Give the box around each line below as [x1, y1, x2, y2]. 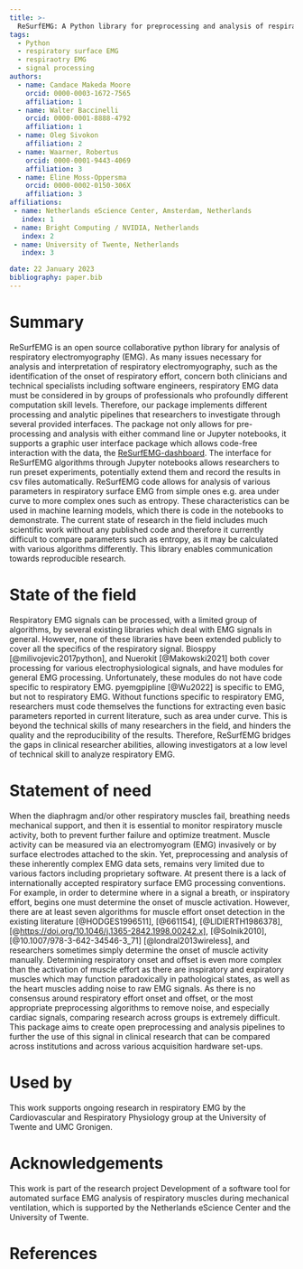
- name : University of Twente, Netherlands [13, 240, 179, 249]
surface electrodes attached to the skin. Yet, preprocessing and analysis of [9, 848, 289, 859]
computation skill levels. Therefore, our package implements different [9, 399, 268, 410]
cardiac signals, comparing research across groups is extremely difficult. [9, 1012, 280, 1022]
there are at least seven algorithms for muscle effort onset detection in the [9, 906, 286, 917]
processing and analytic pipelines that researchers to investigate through [9, 408, 281, 420]
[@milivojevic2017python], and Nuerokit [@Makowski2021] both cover [9, 652, 271, 664]
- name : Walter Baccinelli [17, 106, 119, 115]
